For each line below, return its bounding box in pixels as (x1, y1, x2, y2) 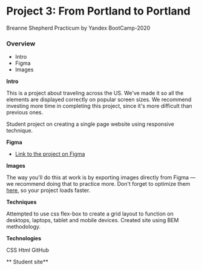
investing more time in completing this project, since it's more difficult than (6, 102, 192, 110)
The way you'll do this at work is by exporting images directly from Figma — (6, 174, 196, 181)
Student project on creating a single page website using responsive (6, 120, 174, 128)
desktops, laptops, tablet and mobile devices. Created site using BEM (6, 217, 180, 224)
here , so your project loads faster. (6, 186, 91, 194)
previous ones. (6, 109, 44, 116)
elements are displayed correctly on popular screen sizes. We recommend (6, 96, 192, 104)
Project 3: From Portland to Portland (6, 4, 191, 18)
